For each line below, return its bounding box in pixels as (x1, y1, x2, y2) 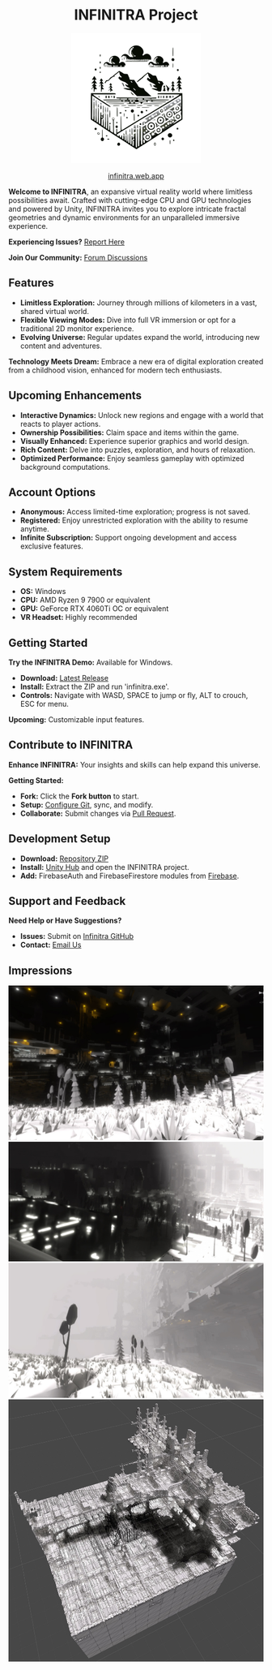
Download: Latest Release (19, 674, 109, 682)
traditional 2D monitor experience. (19, 323, 134, 334)
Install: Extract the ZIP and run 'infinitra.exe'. (19, 682, 170, 691)
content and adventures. (19, 341, 103, 351)
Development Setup (8, 832, 111, 846)
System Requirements (8, 565, 123, 579)
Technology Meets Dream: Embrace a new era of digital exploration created (8, 356, 264, 366)
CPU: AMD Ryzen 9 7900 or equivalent (19, 595, 151, 605)
